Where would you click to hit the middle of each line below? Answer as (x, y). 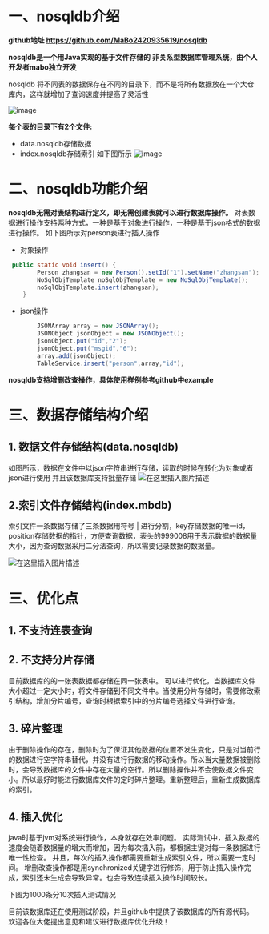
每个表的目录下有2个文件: (50, 126)
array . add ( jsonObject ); (76, 356)
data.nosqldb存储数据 (56, 143)
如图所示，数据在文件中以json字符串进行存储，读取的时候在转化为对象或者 (131, 467)
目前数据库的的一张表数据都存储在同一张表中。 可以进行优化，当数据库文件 (132, 680)
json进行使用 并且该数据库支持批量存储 (72, 478)
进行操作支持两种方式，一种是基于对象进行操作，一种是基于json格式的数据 (138, 222)
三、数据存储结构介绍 (79, 415)
